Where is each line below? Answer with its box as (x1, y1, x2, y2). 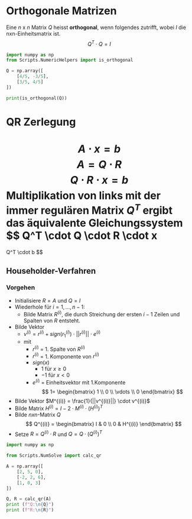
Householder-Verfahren (6, 265, 96, 276)
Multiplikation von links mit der (6, 189, 161, 203)
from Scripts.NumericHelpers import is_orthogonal (6, 57, 134, 63)
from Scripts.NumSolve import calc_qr (6, 453, 102, 459)
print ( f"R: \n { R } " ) (6, 507, 54, 513)
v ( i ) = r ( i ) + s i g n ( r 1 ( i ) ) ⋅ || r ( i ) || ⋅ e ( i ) (23, 329, 101, 339)
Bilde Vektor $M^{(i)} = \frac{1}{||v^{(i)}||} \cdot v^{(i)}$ (14, 397, 151, 404)
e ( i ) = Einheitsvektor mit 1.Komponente (32, 378, 126, 386)
